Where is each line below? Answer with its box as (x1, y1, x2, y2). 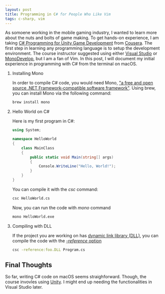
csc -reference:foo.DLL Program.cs (12, 247, 85, 252)
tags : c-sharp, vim (5, 16, 45, 21)
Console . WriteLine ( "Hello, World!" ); (38, 164, 116, 169)
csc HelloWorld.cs (12, 196, 50, 201)
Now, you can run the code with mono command (12, 204, 111, 211)
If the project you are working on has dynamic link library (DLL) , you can (12, 232, 159, 238)
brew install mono (12, 100, 50, 105)
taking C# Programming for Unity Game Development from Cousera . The (5, 40, 153, 46)
